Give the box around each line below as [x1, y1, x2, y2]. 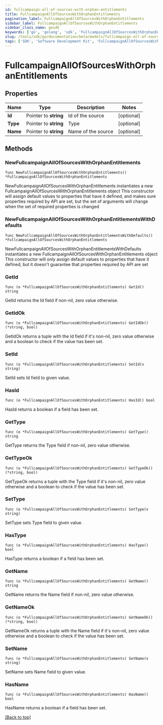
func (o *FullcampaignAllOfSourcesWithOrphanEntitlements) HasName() [5, 692, 149, 697]
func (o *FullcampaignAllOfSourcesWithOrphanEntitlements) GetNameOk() [5, 615, 153, 620]
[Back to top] [5, 714, 31, 720]
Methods [5, 145, 33, 153]
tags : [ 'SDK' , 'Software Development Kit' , [5, 39, 95, 44]
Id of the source [68, 112, 104, 119]
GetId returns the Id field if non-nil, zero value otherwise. [5, 298, 119, 304]
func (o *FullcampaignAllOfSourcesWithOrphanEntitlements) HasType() [5, 543, 149, 548]
